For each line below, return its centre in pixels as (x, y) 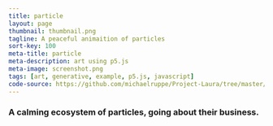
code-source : (30, 84)
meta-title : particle (45, 54)
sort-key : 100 (32, 46)
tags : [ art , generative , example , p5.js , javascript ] (102, 76)
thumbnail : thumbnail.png (52, 31)
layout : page (30, 24)
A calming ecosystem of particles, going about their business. (134, 112)
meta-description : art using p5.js (69, 62)
